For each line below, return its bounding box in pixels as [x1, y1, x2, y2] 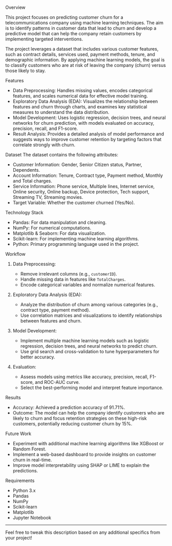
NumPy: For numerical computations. [12, 225, 92, 231]
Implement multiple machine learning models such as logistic [20, 337, 149, 344]
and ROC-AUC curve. [35, 379, 80, 385]
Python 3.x [12, 488, 36, 493]
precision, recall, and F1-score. [12, 125, 78, 131]
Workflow [5, 251, 26, 257]
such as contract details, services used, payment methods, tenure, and [5, 51, 155, 57]
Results [5, 395, 21, 400]
